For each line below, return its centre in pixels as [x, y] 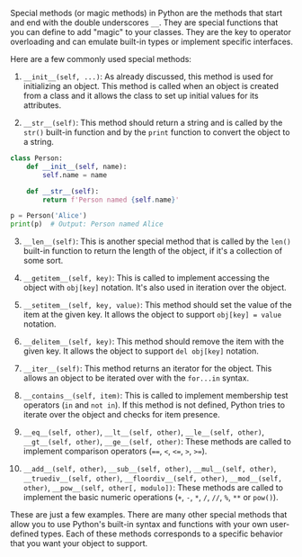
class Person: [37, 158]
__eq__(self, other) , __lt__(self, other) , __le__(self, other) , [143, 432]
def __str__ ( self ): [63, 191]
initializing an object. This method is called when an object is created [151, 86]
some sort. [43, 261]
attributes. [42, 105]
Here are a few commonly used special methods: [101, 59]
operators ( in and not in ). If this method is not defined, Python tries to [154, 405]
